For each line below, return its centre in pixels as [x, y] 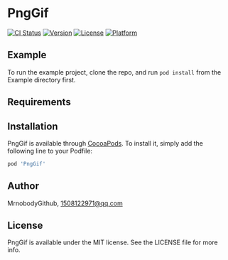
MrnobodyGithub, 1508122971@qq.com [65, 203]
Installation [33, 126]
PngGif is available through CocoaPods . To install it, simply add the [105, 143]
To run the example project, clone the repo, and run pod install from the [114, 72]
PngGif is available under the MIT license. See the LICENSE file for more [113, 242]
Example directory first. [42, 80]
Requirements [39, 102]
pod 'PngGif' [27, 164]
